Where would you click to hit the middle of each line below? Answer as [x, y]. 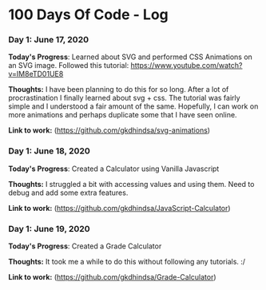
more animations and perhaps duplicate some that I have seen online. [123, 115]
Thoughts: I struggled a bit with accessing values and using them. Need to [131, 184]
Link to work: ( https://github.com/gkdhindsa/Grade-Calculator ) [113, 277]
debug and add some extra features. [68, 193]
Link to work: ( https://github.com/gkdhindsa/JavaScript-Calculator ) [119, 208]
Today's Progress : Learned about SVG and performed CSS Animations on [131, 57]
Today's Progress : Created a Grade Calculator [85, 246]
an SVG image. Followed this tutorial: [69, 66]
